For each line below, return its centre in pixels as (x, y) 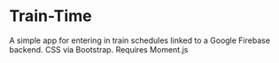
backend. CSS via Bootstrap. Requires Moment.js (99, 49)
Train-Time (50, 16)
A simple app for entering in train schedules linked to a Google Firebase (140, 40)
